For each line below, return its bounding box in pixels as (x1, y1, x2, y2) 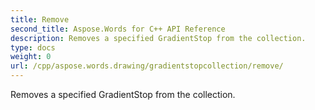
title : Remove (10, 14, 70, 25)
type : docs (10, 42, 56, 53)
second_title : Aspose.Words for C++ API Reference (10, 24, 226, 34)
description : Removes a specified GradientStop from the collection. (10, 33, 307, 43)
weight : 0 (10, 52, 52, 62)
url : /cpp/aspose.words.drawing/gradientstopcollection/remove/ (10, 61, 284, 71)
